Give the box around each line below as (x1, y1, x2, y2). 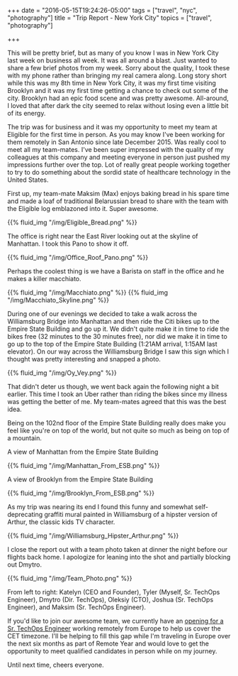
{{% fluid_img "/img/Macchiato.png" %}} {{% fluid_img (7, 288, 169, 297)
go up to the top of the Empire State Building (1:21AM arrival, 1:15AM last (7, 340, 217, 348)
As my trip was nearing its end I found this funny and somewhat (7, 503, 193, 511)
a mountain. (7, 434, 42, 442)
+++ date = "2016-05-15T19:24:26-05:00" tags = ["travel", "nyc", (7, 6, 198, 14)
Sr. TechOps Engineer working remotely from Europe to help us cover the (7, 624, 221, 633)
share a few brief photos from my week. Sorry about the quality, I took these (7, 64, 230, 72)
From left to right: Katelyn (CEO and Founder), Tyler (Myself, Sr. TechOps (7, 588, 220, 596)
